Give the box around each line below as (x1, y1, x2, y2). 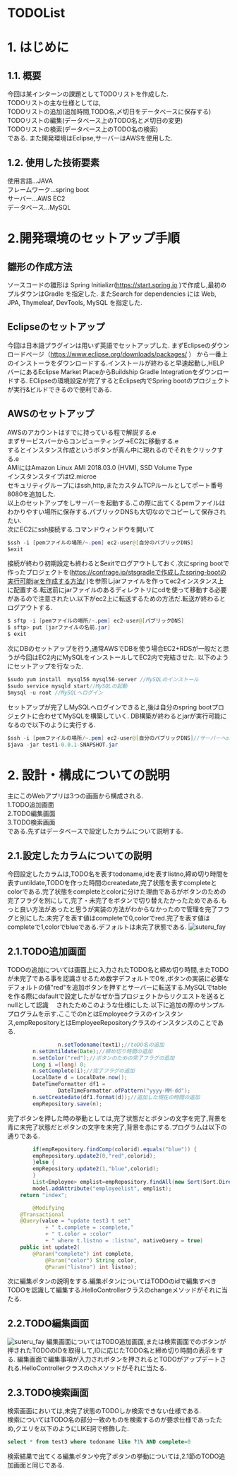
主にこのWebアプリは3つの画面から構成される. (7, 792, 144, 800)
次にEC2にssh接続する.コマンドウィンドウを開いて (7, 524, 155, 534)
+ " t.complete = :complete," (44, 1224, 134, 1231)
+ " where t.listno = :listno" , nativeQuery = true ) (44, 1237, 203, 1244)
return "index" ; (20, 1192, 68, 1199)
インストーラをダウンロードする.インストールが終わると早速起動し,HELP (13, 359, 224, 367)
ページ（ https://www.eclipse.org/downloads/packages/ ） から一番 (25, 349, 222, 358)
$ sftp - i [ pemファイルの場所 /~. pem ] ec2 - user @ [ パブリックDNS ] (7, 618, 185, 625)
